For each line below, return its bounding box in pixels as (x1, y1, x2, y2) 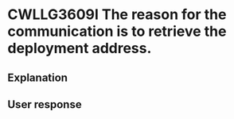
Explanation (7, 71, 68, 84)
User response (7, 98, 82, 111)
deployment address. (7, 40, 152, 57)
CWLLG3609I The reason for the (7, 6, 227, 24)
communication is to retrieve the (7, 22, 227, 40)
